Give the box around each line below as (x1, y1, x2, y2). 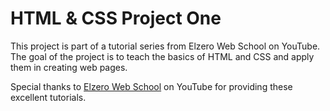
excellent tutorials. (10, 91, 87, 103)
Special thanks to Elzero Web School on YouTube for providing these (10, 80, 293, 92)
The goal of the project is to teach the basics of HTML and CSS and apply (10, 50, 315, 62)
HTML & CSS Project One (10, 7, 222, 30)
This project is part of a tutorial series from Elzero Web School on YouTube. (10, 40, 321, 52)
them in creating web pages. (10, 61, 128, 73)
